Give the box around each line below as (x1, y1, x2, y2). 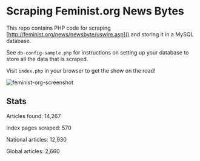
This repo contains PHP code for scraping (6, 24, 111, 31)
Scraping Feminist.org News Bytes (6, 4, 184, 18)
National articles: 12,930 (6, 136, 67, 143)
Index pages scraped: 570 (6, 124, 72, 131)
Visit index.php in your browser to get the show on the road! (6, 67, 156, 74)
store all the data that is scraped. (6, 55, 88, 62)
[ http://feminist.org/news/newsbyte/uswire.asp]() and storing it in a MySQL (6, 30, 194, 38)
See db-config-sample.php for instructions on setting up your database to (6, 48, 189, 56)
